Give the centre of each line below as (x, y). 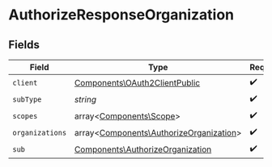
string (85, 99)
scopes (25, 116)
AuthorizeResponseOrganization (121, 15)
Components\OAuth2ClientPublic (137, 82)
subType (27, 99)
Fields (24, 45)
